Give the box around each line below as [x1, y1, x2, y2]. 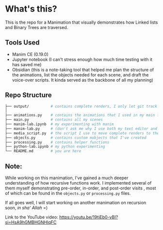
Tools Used [5, 39, 40, 47]
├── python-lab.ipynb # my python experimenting [5, 144, 105, 149]
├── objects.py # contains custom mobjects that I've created [5, 135, 147, 140]
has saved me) [12, 61, 42, 67]
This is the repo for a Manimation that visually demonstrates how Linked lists [5, 19, 158, 25]
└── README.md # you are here [5, 149, 81, 154]
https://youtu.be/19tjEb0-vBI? [59, 214, 118, 220]
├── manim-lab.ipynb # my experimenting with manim [5, 122, 114, 127]
